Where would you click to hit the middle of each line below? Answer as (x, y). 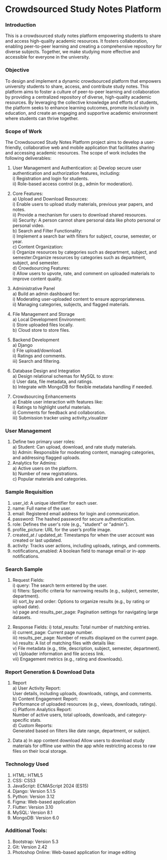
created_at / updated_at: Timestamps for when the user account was (83, 535)
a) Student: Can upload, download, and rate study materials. (74, 447)
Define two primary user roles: (44, 442)
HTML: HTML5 (28, 775)
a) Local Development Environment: (49, 320)
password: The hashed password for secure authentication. (74, 519)
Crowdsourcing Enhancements (44, 396)
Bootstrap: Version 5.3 (35, 841)
